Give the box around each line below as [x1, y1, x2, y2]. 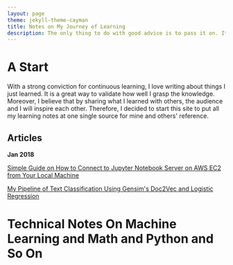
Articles [7, 132, 43, 144]
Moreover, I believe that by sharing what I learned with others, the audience [7, 97, 223, 105]
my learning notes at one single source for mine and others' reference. [7, 112, 209, 120]
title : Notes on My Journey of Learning [7, 23, 126, 30]
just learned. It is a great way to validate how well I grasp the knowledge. [7, 89, 215, 98]
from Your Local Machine [7, 171, 80, 179]
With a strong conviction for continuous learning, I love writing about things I [7, 83, 226, 91]
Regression [7, 192, 40, 200]
